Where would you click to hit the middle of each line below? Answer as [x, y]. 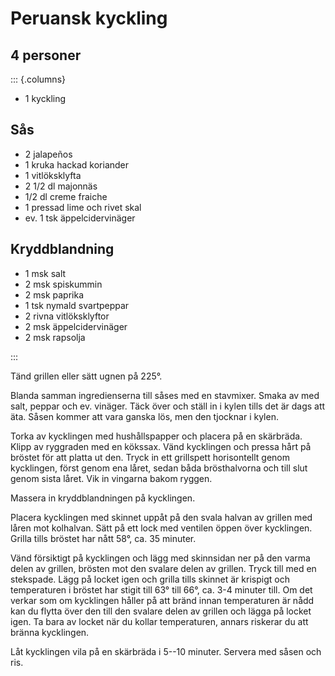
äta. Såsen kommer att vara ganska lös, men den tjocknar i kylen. [144, 416]
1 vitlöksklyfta [53, 175]
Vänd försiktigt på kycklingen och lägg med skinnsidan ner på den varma [160, 558]
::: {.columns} [38, 79]
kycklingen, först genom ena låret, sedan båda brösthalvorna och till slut [159, 468]
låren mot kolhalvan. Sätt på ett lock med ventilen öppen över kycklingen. [161, 528]
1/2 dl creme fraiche [66, 196]
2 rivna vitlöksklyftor [67, 316]
